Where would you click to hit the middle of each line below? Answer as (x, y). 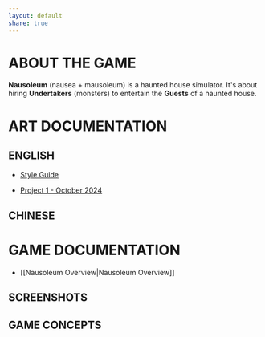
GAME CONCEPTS (55, 325)
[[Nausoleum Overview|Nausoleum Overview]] (97, 272)
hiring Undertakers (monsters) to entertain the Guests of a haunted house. (132, 94)
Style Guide (39, 175)
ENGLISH (31, 156)
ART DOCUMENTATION (88, 126)
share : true (28, 23)
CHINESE (32, 215)
